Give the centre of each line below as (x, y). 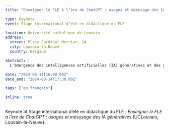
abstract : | (18, 60)
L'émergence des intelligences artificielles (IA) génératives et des (85, 65)
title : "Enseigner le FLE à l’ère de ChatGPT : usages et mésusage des (82, 10)
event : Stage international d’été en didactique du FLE (65, 24)
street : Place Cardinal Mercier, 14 (48, 42)
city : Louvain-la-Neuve (34, 47)
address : (14, 38)
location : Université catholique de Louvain (53, 33)
